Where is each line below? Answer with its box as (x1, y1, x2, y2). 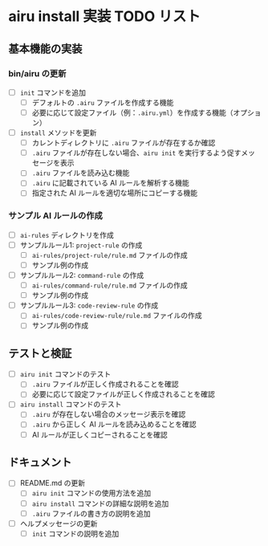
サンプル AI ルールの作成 (8, 210, 103, 222)
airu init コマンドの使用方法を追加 (31, 488, 151, 498)
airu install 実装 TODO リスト (8, 7, 201, 26)
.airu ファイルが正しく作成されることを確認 (31, 379, 179, 389)
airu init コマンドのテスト (19, 369, 112, 379)
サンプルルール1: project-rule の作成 (19, 240, 143, 250)
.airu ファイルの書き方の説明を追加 (31, 508, 151, 518)
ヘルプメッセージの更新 (19, 519, 98, 528)
